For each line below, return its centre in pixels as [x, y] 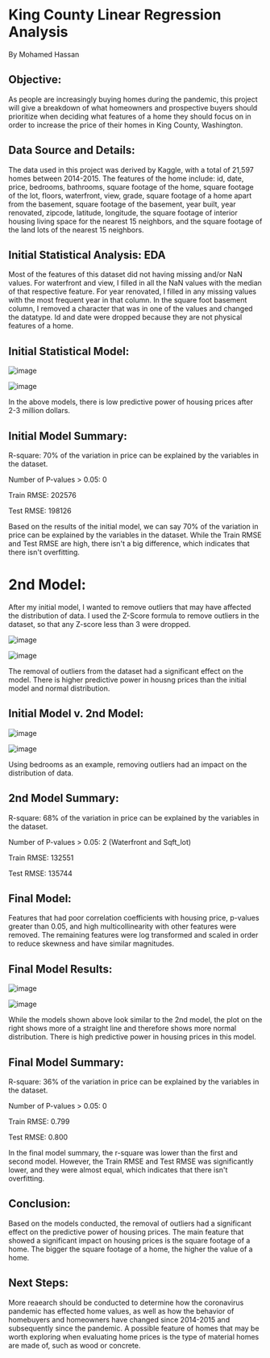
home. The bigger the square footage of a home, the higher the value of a [131, 1249]
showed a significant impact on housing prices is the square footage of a [129, 1240]
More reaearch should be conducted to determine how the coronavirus [126, 1302]
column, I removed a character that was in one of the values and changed [131, 309]
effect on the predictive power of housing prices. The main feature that [126, 1231]
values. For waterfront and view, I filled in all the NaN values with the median [135, 283]
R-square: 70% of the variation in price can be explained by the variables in [134, 455]
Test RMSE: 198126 [40, 511]
